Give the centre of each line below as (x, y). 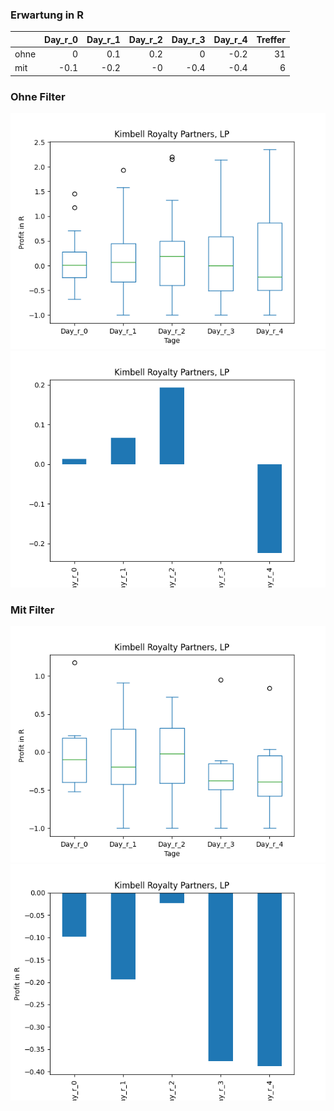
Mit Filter (32, 610)
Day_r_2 (145, 39)
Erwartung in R (47, 15)
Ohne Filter (38, 96)
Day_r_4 (230, 39)
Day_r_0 (61, 39)
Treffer (271, 39)
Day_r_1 (103, 39)
